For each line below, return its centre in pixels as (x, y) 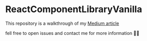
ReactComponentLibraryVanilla (74, 9)
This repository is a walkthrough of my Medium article (62, 23)
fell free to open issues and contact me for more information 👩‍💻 (72, 33)
